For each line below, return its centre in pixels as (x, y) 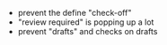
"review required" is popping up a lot (86, 22)
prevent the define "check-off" (75, 13)
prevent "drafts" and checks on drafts (88, 31)
